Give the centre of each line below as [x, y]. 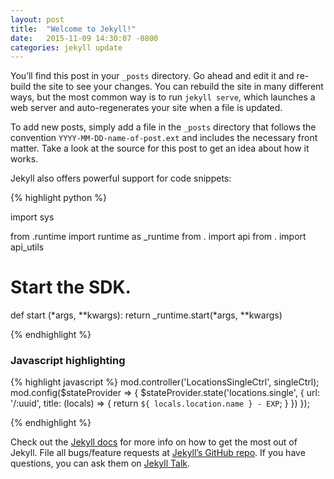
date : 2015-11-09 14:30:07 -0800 [84, 38]
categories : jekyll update [66, 47]
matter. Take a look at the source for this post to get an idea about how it [160, 148]
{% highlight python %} [58, 198]
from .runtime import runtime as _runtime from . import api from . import [158, 237]
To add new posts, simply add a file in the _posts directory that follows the [163, 127]
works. [24, 159]
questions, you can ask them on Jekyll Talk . [100, 463]
